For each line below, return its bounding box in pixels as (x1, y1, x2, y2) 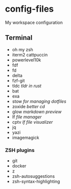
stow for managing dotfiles (12, 98, 67, 104)
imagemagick (12, 134, 39, 140)
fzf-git (12, 77, 25, 83)
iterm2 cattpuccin (12, 52, 48, 57)
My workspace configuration (5, 19, 63, 25)
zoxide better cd (12, 103, 45, 109)
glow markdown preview (12, 109, 62, 114)
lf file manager (12, 113, 42, 120)
